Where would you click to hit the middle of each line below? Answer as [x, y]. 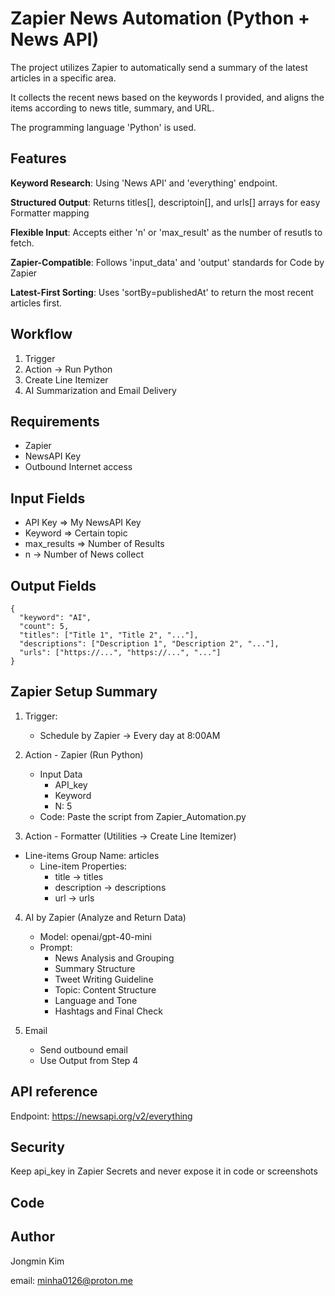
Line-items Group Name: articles [92, 855]
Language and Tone [96, 1000]
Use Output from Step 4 [89, 1060]
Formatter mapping [50, 213]
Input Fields [48, 498]
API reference [54, 1092]
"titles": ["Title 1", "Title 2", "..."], [109, 635]
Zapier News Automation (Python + [160, 18]
